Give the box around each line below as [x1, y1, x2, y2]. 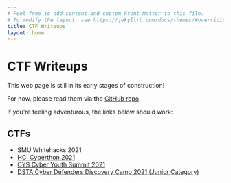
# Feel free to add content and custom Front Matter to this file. [7, 10, 205, 17]
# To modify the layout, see [7, 16, 91, 23]
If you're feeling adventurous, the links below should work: [7, 108, 173, 117]
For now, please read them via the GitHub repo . [7, 95, 141, 103]
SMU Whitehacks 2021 [16, 146, 82, 154]
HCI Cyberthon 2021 [16, 154, 76, 161]
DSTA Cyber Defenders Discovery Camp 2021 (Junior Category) [16, 168, 199, 175]
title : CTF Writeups [7, 23, 67, 29]
